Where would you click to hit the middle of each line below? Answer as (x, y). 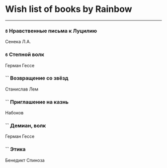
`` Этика (15, 149)
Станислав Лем (22, 89)
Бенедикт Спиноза (25, 160)
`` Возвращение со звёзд (37, 78)
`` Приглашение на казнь (37, 102)
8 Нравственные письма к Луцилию (51, 31)
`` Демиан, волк (26, 126)
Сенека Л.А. (18, 42)
